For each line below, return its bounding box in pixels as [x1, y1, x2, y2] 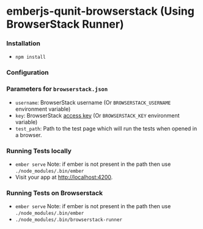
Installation [6, 39, 41, 48]
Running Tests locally [6, 146, 72, 155]
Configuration [6, 69, 49, 77]
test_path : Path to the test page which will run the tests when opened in [15, 124, 197, 132]
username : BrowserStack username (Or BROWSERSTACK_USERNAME [15, 99, 171, 106]
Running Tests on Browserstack [6, 189, 103, 197]
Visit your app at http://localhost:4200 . [15, 173, 113, 181]
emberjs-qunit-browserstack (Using [6, 4, 194, 18]
